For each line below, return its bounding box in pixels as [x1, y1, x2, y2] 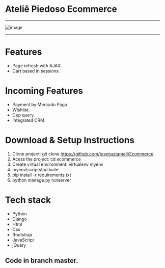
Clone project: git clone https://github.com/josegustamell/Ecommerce [12, 151, 154, 156]
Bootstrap [12, 231, 32, 237]
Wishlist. [12, 107, 30, 113]
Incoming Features [5, 85, 83, 97]
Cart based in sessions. [12, 68, 60, 74]
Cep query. [12, 112, 35, 118]
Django [12, 216, 27, 222]
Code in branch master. [5, 257, 79, 265]
